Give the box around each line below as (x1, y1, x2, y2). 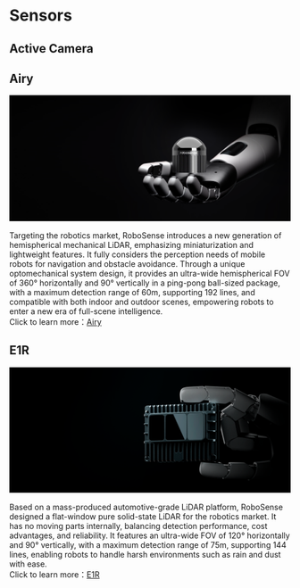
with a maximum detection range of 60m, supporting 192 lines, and (9, 286, 256, 297)
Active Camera (9, 41, 94, 56)
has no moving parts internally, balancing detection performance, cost (9, 521, 268, 532)
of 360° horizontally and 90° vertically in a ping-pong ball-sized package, (9, 277, 281, 288)
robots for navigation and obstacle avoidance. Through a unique (9, 258, 246, 269)
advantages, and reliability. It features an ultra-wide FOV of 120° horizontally (9, 530, 290, 541)
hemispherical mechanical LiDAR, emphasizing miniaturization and (9, 239, 254, 250)
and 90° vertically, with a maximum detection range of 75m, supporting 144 (9, 540, 287, 551)
